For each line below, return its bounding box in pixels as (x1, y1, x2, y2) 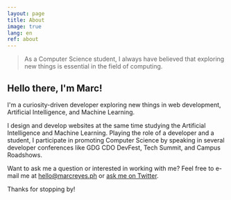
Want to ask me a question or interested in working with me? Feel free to (7, 164, 214, 172)
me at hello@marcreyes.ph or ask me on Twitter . (20, 171, 159, 180)
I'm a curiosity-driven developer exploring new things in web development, (7, 100, 221, 109)
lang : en (7, 29, 33, 37)
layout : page (7, 10, 45, 17)
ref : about (7, 36, 39, 43)
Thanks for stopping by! (7, 185, 76, 193)
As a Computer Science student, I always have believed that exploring (24, 55, 225, 63)
